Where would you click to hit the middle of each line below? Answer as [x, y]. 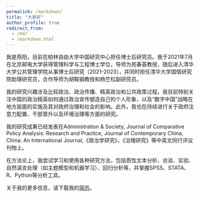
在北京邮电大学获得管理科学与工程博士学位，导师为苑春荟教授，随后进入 [95, 64]
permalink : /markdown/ [34, 12]
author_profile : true [33, 23]
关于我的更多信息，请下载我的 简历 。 [51, 188]
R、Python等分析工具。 [35, 175]
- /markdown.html [33, 39]
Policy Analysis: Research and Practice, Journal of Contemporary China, [95, 133]
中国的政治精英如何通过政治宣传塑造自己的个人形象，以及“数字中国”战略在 [102, 99]
